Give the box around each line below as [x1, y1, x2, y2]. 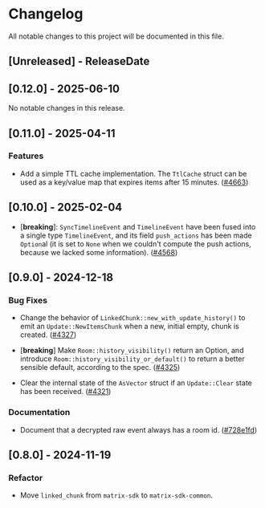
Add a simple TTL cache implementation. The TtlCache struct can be [19, 169, 247, 178]
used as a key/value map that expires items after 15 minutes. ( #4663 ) [19, 177, 249, 187]
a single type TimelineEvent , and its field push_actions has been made [19, 230, 252, 240]
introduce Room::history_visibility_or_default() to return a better [19, 354, 245, 364]
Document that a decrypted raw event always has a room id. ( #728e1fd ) [19, 425, 258, 434]
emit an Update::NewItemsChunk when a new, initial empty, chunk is [19, 322, 239, 331]
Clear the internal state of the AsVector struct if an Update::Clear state [19, 378, 253, 388]
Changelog [8, 5, 84, 23]
